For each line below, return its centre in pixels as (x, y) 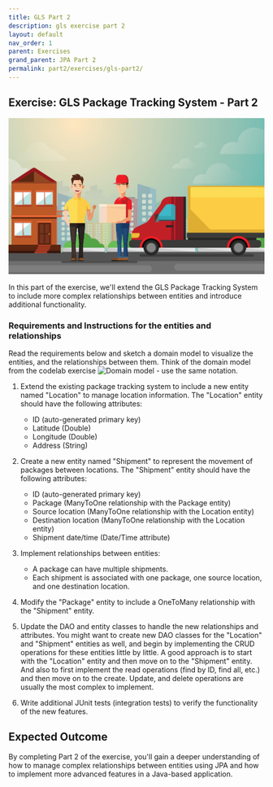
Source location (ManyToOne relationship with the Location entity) (143, 511)
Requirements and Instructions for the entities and (110, 326)
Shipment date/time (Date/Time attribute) (101, 537)
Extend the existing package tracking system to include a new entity (134, 386)
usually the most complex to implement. (87, 687)
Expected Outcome (58, 737)
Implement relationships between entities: (90, 553)
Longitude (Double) (65, 436)
